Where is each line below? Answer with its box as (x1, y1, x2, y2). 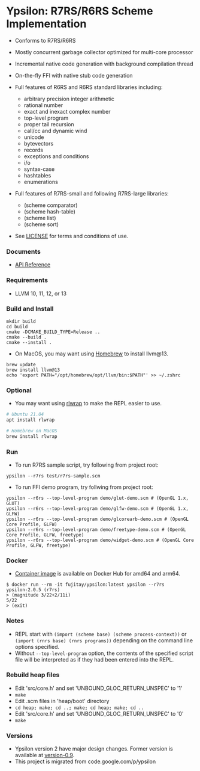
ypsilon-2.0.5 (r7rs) (6, 587, 60, 593)
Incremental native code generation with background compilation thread (14, 60, 193, 67)
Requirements (6, 276, 49, 284)
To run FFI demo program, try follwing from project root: (14, 483, 154, 491)
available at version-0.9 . (14, 752, 75, 759)
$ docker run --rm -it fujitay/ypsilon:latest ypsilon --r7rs (6, 582, 165, 588)
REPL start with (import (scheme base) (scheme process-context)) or (14, 630, 187, 637)
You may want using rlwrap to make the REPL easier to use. (14, 400, 162, 407)
